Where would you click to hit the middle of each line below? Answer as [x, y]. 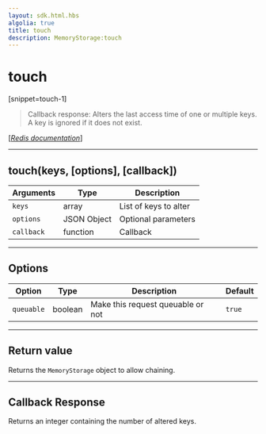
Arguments [34, 193]
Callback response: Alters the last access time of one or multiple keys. [142, 114]
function [79, 232]
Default [239, 290]
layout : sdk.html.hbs [44, 15]
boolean [68, 309]
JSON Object [87, 219]
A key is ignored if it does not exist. [85, 123]
